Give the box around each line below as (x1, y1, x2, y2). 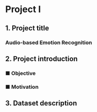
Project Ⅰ (5, 4, 41, 15)
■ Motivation (5, 83, 39, 90)
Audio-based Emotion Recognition (5, 39, 92, 46)
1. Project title (5, 24, 49, 32)
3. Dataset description (5, 99, 77, 107)
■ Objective (5, 69, 36, 77)
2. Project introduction (5, 54, 78, 63)
